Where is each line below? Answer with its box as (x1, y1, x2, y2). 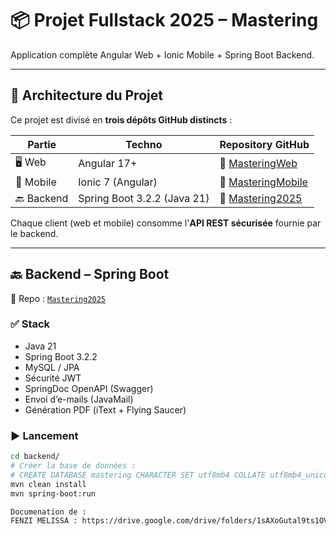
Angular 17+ (78, 157, 138, 171)
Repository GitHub (219, 137, 310, 151)
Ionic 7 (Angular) (78, 175, 158, 189)
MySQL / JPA (24, 361, 80, 373)
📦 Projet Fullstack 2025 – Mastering (10, 9, 319, 32)
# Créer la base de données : (10, 461, 137, 471)
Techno (125, 137, 163, 151)
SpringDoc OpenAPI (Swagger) (24, 382, 154, 394)
